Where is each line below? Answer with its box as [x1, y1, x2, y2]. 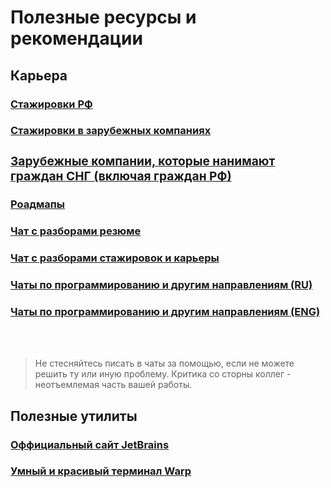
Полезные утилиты [10, 407, 138, 425]
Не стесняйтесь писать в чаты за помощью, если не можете [34, 357, 295, 370]
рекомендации [10, 27, 143, 50]
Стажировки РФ [10, 97, 93, 111]
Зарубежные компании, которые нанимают [10, 153, 276, 170]
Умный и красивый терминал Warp [10, 464, 192, 478]
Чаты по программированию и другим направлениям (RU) [10, 277, 313, 291]
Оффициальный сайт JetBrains [10, 437, 170, 451]
